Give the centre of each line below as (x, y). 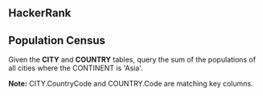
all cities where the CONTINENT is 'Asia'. (76, 68)
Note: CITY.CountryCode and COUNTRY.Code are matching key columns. (131, 84)
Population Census (57, 40)
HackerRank (40, 13)
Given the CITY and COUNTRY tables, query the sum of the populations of (132, 60)
